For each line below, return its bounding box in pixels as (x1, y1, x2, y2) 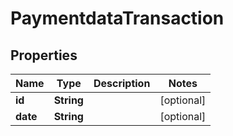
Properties (10, 47, 78, 64)
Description (93, 77, 151, 90)
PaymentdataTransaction (10, 7, 225, 30)
